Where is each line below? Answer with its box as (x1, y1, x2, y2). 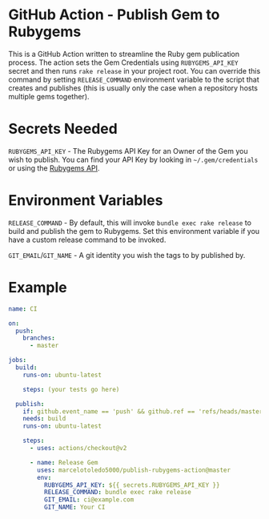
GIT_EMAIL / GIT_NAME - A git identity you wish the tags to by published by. (8, 250, 246, 259)
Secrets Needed (8, 120, 118, 138)
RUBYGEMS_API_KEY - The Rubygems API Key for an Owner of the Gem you (8, 146, 248, 155)
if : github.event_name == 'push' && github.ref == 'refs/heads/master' (22, 407, 267, 416)
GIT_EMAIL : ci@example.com (43, 496, 134, 504)
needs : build (22, 415, 66, 423)
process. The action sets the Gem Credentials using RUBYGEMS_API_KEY (8, 58, 239, 67)
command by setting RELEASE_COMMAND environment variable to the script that (8, 74, 260, 84)
